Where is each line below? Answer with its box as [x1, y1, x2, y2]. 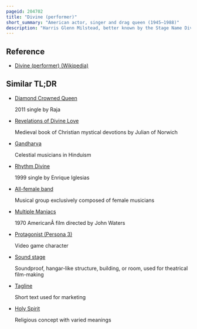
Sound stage [14, 253, 46, 261]
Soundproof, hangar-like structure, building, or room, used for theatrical [14, 265, 188, 272]
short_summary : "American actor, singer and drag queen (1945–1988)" [6, 19, 180, 25]
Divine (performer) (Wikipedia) [14, 62, 89, 69]
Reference [6, 46, 45, 56]
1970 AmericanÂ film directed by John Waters [14, 219, 125, 226]
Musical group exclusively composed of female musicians [14, 197, 155, 204]
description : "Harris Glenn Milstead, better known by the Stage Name [6, 25, 182, 31]
